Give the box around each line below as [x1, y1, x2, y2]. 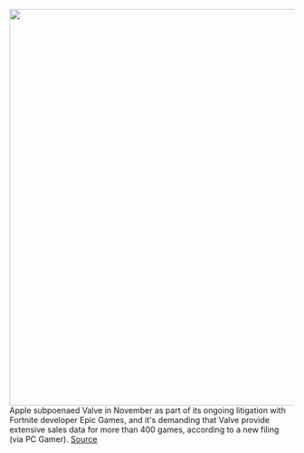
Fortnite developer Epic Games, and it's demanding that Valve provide [9, 415, 270, 425]
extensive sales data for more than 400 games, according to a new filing [9, 424, 280, 435]
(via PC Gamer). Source [9, 434, 98, 444]
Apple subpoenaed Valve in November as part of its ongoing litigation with [9, 405, 287, 416]
